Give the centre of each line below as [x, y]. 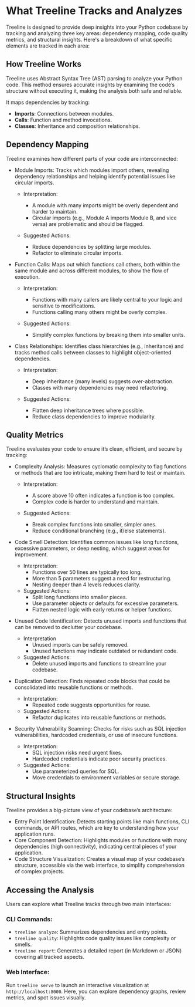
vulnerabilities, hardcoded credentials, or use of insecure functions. [96, 735]
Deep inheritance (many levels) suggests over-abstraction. [103, 381]
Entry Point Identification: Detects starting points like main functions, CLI [102, 822]
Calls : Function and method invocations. [63, 120]
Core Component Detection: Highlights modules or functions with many [101, 840]
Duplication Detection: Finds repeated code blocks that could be [92, 681]
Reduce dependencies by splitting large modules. [92, 246]
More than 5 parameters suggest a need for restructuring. [102, 579]
